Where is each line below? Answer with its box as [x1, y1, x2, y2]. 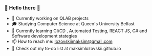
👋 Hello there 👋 [4, 4, 40, 11]
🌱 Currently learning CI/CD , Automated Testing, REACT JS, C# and [11, 28, 147, 34]
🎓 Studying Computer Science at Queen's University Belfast [11, 21, 135, 27]
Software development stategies [11, 33, 77, 39]
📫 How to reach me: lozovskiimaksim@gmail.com [11, 38, 113, 44]
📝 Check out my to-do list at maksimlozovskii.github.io [11, 46, 121, 52]
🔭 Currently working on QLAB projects [11, 16, 89, 21]
